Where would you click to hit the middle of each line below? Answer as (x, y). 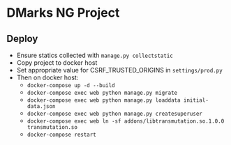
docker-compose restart (62, 135)
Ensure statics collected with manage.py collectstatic (95, 55)
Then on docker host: (47, 77)
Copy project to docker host (57, 63)
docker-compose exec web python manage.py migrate (102, 93)
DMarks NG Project (63, 13)
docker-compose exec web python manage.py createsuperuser (115, 114)
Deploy (22, 39)
